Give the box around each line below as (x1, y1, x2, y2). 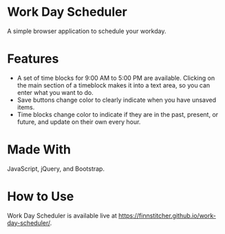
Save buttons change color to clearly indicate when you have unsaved (17, 96, 217, 104)
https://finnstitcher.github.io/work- (118, 211, 217, 220)
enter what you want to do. (17, 88, 94, 96)
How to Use (7, 189, 74, 204)
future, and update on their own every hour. (17, 118, 141, 126)
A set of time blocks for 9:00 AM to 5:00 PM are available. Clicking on (17, 74, 215, 82)
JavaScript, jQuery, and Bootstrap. (7, 164, 105, 173)
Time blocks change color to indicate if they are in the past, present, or (17, 110, 219, 118)
